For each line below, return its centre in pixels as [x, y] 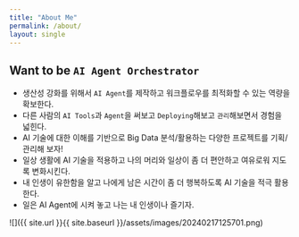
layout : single [37, 34]
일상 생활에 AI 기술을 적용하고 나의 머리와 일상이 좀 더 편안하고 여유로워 [146, 160]
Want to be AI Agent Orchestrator [104, 70]
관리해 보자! [43, 149]
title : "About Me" [43, 17]
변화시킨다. [51, 172]
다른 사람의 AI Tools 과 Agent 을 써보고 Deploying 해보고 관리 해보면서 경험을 [152, 115]
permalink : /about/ [46, 26]
